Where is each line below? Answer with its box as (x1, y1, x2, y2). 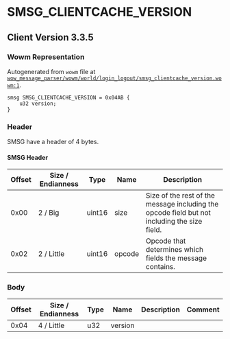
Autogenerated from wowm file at (7, 67, 96, 75)
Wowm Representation (7, 52, 85, 62)
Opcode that (146, 236, 186, 246)
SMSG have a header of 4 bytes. (7, 138, 99, 146)
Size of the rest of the (146, 191, 216, 200)
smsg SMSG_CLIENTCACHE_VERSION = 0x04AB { (7, 94, 130, 101)
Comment (186, 305, 220, 314)
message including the (146, 200, 219, 209)
